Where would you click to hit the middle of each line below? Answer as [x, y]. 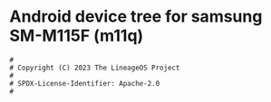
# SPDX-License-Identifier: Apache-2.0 [85, 83]
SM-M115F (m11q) [77, 36]
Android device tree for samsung [136, 17]
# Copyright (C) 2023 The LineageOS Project [95, 68]
